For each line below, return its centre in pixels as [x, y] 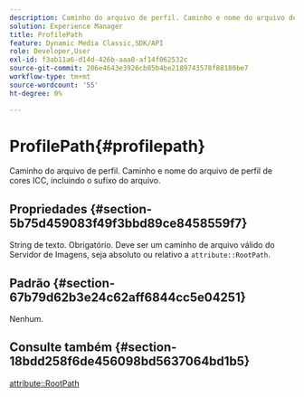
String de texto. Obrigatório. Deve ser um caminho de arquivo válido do [142, 245]
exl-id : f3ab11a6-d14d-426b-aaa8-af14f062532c [99, 60]
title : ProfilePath [46, 34]
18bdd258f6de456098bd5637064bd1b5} [130, 361]
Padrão [30, 283]
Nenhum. [26, 319]
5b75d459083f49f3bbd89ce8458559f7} [128, 223]
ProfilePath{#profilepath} [108, 146]
